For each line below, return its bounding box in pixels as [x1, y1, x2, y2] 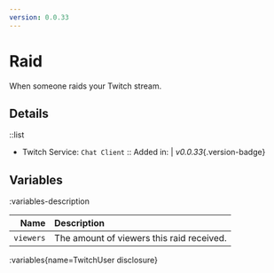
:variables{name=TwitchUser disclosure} [9, 254, 158, 266]
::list [9, 129, 25, 140]
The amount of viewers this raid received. [54, 232, 228, 245]
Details [9, 105, 49, 121]
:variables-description [9, 196, 90, 207]
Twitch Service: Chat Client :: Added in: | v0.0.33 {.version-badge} [21, 147, 266, 158]
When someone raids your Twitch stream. [9, 81, 162, 91]
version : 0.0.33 [9, 12, 69, 22]
